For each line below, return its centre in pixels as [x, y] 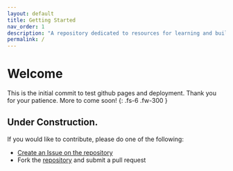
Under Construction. [53, 122]
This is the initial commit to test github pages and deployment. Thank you [112, 93]
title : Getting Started [42, 20]
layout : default [31, 14]
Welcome [35, 74]
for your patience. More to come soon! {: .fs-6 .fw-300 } [87, 101]
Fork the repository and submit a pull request [81, 160]
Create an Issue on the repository [65, 152]
